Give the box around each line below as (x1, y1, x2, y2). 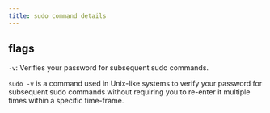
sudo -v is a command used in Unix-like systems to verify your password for (8, 78, 263, 89)
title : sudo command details (8, 11, 107, 20)
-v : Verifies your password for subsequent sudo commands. (8, 63, 209, 73)
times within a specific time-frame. (8, 96, 124, 106)
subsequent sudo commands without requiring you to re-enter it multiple (8, 87, 251, 97)
